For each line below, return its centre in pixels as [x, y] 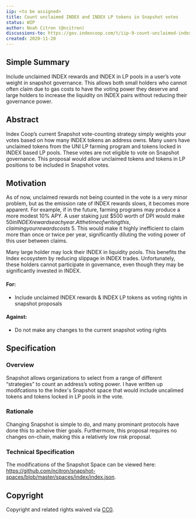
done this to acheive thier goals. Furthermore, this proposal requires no [92, 430]
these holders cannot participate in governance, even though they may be [95, 264]
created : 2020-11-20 [31, 39]
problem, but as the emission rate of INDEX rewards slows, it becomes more [98, 204]
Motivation [26, 183]
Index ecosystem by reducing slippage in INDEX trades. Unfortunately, [91, 259]
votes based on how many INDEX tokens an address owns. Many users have [98, 140]
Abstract [22, 120]
